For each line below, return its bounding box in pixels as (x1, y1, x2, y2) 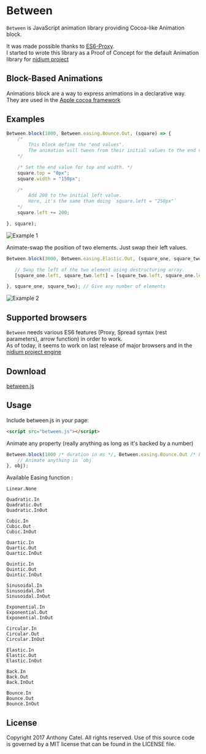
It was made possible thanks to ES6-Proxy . (6, 42, 115, 50)
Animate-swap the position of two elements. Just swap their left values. (6, 243, 188, 251)
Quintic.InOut (6, 572, 43, 578)
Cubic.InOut (6, 529, 37, 535)
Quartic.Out (6, 545, 37, 551)
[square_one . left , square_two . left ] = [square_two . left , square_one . (14, 272, 196, 278)
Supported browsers (6, 312, 87, 323)
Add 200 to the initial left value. (28, 192, 122, 198)
